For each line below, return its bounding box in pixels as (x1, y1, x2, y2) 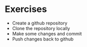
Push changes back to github (12, 36, 74, 42)
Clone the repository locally (12, 25, 70, 31)
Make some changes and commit (12, 30, 82, 36)
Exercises (5, 3, 47, 15)
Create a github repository (12, 20, 68, 26)
